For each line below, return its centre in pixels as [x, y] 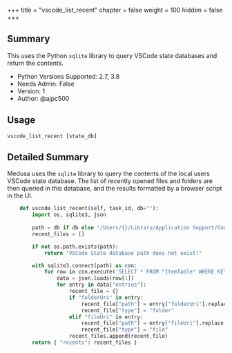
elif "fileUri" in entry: [106, 317]
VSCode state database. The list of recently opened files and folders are [110, 181]
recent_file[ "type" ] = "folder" [128, 310]
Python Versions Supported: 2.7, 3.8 [68, 76]
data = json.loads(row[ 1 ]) [95, 278]
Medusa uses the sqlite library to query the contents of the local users [109, 174]
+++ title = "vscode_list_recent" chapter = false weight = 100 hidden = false [115, 10]
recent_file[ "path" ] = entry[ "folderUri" [142, 304]
